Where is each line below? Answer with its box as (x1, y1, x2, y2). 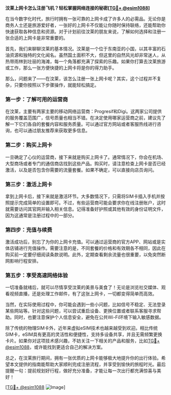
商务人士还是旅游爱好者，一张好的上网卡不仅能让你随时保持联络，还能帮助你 (5, 22, 166, 28)
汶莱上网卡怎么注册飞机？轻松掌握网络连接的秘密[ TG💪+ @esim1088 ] (5, 5, 150, 11)
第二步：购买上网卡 (5, 142, 52, 149)
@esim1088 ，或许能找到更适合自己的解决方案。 (5, 344, 106, 350)
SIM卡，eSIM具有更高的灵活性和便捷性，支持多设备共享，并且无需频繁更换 (5, 331, 162, 337)
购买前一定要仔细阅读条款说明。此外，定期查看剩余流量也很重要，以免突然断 (5, 251, 166, 258)
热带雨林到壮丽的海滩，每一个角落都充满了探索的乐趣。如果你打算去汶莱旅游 (5, 59, 166, 64)
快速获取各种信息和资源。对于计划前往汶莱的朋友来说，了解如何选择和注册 (5, 29, 161, 35)
